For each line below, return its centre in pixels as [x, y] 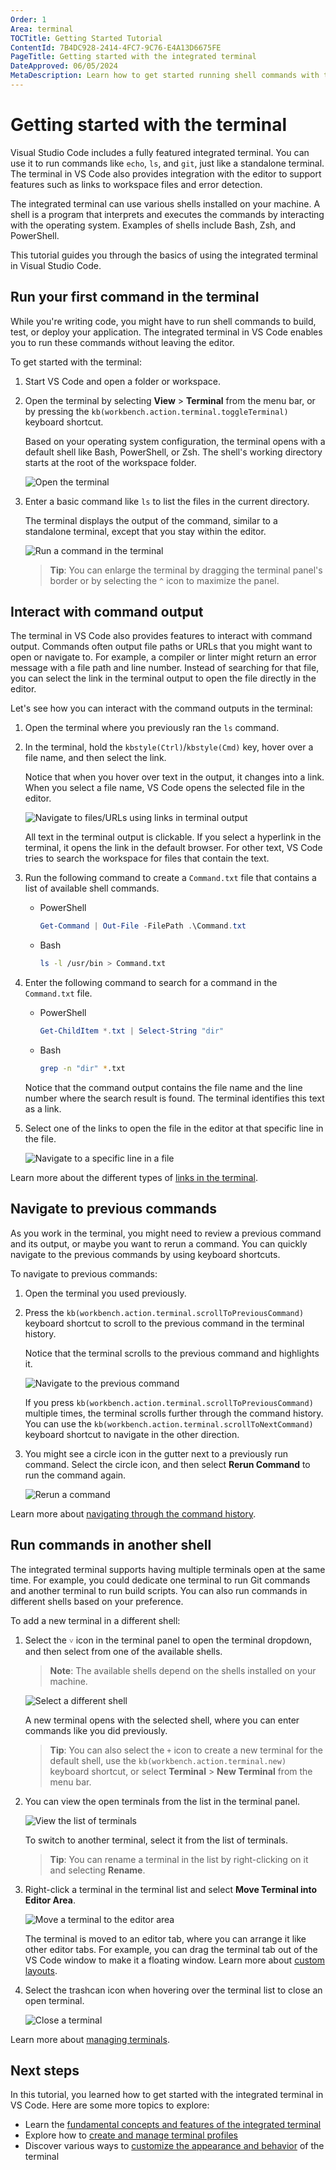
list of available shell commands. [92, 888]
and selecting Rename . [97, 1870]
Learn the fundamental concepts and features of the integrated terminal [173, 2125]
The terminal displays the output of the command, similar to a [151, 520]
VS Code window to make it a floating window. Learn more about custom [174, 1960]
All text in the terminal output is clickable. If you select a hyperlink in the [173, 837]
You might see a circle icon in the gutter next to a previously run [156, 1453]
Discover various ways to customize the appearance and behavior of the [174, 2146]
